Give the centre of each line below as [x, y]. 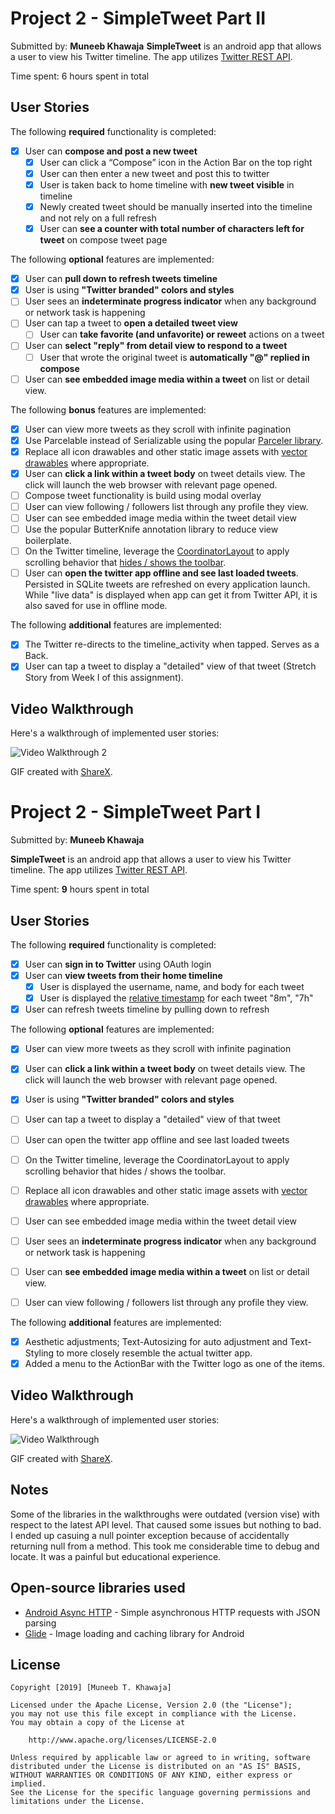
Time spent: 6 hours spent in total [80, 76]
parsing [40, 1623]
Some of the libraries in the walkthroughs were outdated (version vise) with [165, 1514]
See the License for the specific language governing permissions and [160, 1793]
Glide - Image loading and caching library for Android [134, 1633]
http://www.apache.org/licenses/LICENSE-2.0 [122, 1740]
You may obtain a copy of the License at [98, 1723]
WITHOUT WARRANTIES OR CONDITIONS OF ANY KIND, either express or [151, 1775]
